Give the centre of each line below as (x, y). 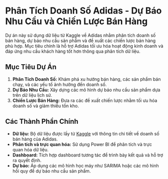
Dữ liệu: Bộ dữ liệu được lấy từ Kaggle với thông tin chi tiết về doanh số (86, 133)
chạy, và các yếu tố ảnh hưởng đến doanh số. (59, 84)
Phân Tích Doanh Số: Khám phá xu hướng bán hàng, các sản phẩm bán (87, 79)
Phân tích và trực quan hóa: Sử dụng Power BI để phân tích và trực (82, 144)
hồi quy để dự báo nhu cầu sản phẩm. (52, 171)
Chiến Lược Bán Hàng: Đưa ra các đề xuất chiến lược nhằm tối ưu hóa (85, 100)
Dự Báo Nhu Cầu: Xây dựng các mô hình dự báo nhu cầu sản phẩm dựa (86, 90)
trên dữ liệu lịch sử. (32, 95)
